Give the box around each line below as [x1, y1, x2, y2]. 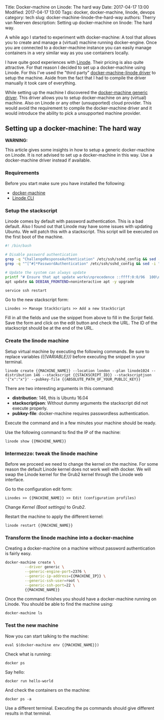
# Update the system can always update [5, 270, 86, 275]
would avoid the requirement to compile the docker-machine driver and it [5, 105, 152, 111]
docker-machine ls [5, 611, 42, 616]
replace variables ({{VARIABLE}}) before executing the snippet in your [5, 353, 145, 359]
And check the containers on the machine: [5, 687, 90, 693]
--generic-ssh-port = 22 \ [24, 583, 76, 588]
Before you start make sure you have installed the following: [5, 181, 125, 186]
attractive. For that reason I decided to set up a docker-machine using [5, 64, 145, 70]
